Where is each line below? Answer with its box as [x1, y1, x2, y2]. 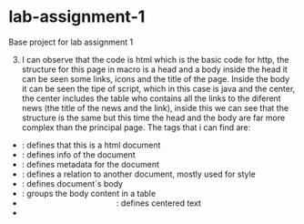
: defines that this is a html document [21, 139, 161, 150]
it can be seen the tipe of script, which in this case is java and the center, [21, 83, 296, 94]
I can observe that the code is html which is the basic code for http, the [21, 54, 289, 65]
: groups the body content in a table [21, 188, 157, 199]
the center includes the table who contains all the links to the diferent [21, 93, 281, 104]
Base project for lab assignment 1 [8, 36, 134, 47]
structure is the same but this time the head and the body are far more [21, 112, 286, 123]
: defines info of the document [21, 148, 136, 160]
